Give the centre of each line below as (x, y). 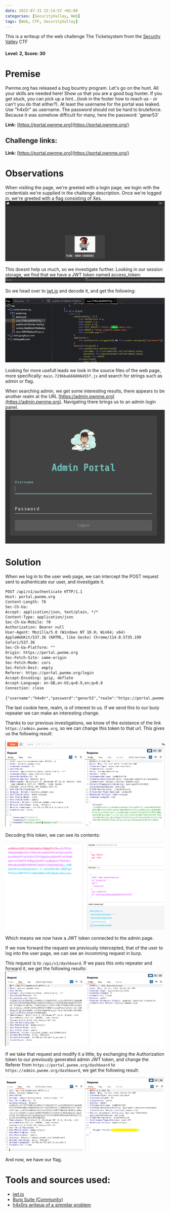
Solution (23, 562)
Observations (35, 173)
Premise (23, 74)
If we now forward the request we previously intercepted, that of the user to (84, 948)
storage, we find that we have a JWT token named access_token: (73, 274)
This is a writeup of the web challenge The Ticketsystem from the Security (83, 37)
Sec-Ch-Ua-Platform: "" (30, 647)
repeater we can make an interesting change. (52, 713)
